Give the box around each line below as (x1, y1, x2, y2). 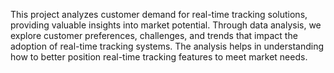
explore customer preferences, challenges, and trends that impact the (10, 30, 298, 41)
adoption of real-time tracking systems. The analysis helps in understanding (10, 40, 325, 52)
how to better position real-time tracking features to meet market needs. (10, 51, 308, 63)
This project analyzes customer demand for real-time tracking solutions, (10, 9, 308, 20)
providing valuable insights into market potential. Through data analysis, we (10, 19, 322, 31)
